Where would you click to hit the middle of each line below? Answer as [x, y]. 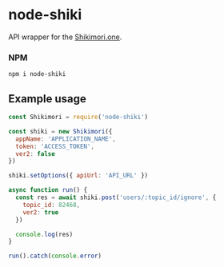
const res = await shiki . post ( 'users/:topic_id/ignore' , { [116, 197]
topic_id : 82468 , [52, 205]
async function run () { [48, 190]
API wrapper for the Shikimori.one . [65, 37]
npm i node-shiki [37, 74]
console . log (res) [44, 234]
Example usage [47, 99]
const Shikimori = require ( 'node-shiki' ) [78, 118]
